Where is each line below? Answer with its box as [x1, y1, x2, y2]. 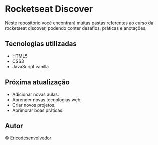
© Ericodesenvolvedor [5, 135, 52, 141]
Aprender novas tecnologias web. [12, 96, 82, 103]
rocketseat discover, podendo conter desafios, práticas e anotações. [5, 25, 147, 31]
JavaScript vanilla [12, 63, 49, 69]
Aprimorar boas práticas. [12, 107, 64, 113]
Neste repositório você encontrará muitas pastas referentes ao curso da [5, 20, 154, 26]
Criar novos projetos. [12, 102, 56, 108]
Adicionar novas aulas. [12, 91, 59, 97]
